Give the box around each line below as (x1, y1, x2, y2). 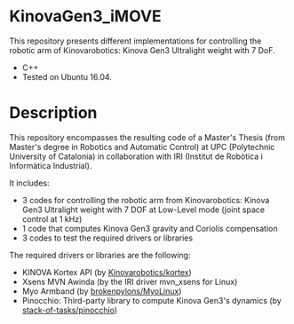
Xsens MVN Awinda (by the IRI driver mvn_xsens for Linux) (21, 276, 238, 287)
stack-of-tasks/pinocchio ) (21, 304, 118, 315)
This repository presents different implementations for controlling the (9, 36, 262, 46)
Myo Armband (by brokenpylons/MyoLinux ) (21, 286, 182, 296)
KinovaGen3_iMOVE (9, 6, 162, 27)
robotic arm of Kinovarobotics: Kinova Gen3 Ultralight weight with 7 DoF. (9, 44, 275, 55)
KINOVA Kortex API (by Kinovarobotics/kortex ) (21, 266, 193, 277)
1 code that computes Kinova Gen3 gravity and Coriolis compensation (21, 223, 278, 233)
